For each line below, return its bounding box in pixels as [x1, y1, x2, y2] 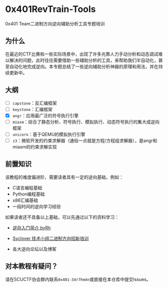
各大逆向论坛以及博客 [12, 246, 56, 252]
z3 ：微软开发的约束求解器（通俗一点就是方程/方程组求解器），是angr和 [12, 137, 157, 143]
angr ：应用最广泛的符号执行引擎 [12, 112, 79, 118]
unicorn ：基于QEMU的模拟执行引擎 [12, 131, 86, 137]
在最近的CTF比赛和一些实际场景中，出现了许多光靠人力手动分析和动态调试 [5, 51, 158, 57]
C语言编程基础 [12, 184, 42, 190]
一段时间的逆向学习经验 [12, 203, 61, 209]
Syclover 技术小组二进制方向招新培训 [12, 235, 89, 241]
